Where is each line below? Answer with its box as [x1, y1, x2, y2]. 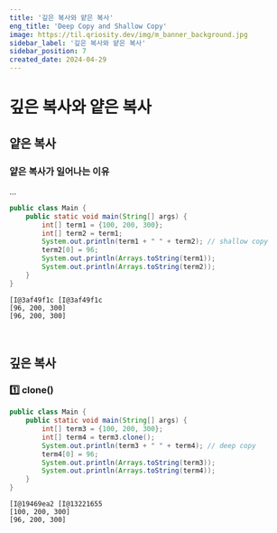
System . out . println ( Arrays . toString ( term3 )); [42, 458, 217, 467]
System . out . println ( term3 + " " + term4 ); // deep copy [42, 441, 256, 450]
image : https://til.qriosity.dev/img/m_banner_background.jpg [9, 30, 248, 39]
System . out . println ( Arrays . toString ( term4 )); [42, 466, 217, 475]
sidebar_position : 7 [9, 47, 88, 56]
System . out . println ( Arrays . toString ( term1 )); [42, 254, 217, 263]
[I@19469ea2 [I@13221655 [9, 500, 103, 509]
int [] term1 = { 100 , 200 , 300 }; [42, 220, 164, 229]
